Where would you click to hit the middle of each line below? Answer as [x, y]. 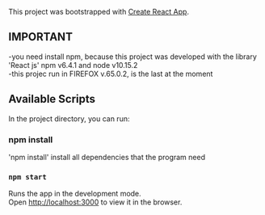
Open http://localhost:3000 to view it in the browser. [95, 202]
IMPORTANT [40, 37]
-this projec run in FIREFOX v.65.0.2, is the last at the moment [111, 74]
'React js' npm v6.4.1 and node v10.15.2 [73, 65]
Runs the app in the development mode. [75, 194]
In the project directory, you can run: [69, 118]
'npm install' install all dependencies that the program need [107, 157]
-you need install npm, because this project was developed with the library [132, 57]
